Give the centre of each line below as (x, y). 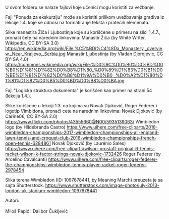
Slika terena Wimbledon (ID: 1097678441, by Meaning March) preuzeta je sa (84, 180)
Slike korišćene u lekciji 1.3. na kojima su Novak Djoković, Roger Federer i (81, 105)
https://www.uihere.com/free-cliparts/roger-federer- (103, 159)
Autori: (12, 200)
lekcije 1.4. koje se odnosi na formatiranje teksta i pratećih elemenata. (77, 23)
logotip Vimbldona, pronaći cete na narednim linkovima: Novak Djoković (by (84, 111)
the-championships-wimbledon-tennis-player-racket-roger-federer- (76, 165)
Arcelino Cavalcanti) (26, 159)
